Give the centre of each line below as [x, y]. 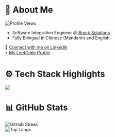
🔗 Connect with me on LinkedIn [36, 47]
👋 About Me [29, 10]
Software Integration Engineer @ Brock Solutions [61, 32]
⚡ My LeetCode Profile [28, 52]
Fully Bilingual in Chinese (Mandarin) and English [61, 38]
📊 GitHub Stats [37, 108]
